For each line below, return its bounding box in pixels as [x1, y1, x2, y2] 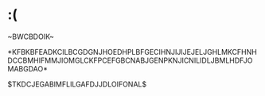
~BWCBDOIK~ [7, 32, 55, 41]
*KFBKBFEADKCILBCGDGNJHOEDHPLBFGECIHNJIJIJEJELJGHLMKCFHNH [7, 47, 258, 56]
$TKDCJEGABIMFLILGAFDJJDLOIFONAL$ [7, 79, 147, 89]
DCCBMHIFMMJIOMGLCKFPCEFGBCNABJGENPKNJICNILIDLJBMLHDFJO [7, 56, 253, 65]
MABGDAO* [7, 63, 49, 73]
